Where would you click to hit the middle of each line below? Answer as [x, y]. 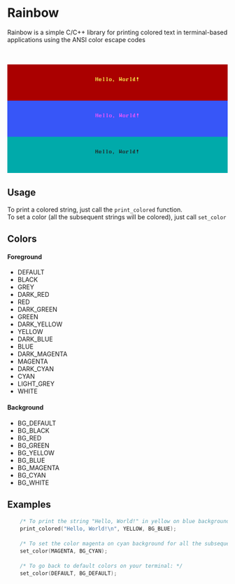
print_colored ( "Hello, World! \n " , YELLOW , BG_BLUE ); [98, 529]
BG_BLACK [34, 430]
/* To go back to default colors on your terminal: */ [101, 566]
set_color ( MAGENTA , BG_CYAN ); [64, 551]
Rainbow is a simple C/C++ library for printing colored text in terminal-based [117, 32]
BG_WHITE [33, 482]
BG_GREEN [34, 445]
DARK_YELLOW [40, 324]
